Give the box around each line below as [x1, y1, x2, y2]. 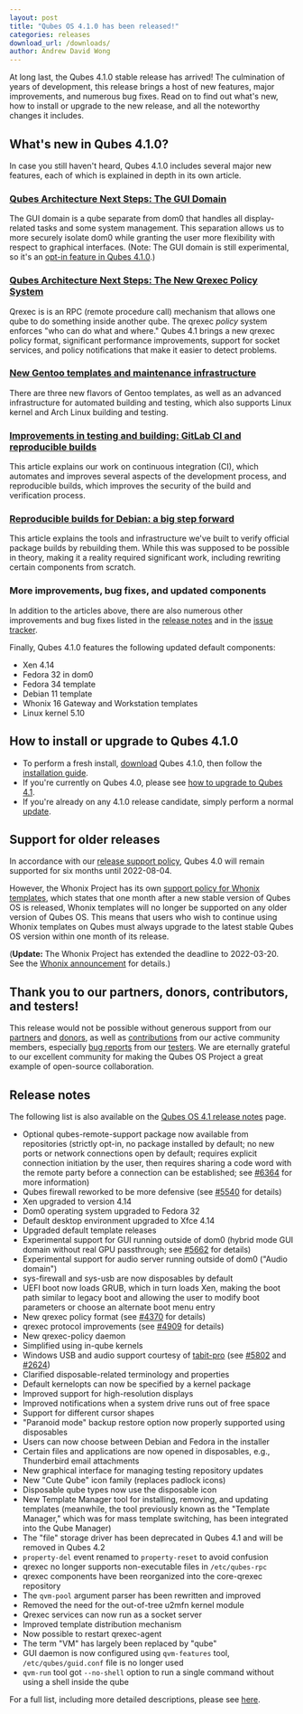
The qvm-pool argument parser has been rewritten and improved [22, 1589, 262, 1601]
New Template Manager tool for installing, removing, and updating [22, 1493, 269, 1504]
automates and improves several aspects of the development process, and [9, 471, 287, 482]
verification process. [9, 490, 86, 501]
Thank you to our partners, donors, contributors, [9, 984, 289, 999]
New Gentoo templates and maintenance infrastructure [9, 367, 257, 380]
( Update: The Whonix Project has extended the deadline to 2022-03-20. [9, 949, 280, 960]
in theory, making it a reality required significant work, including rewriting [9, 553, 281, 563]
